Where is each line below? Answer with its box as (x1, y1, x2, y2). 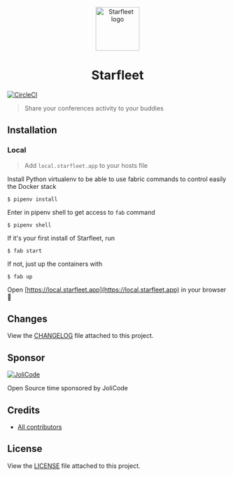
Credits (7, 404, 41, 416)
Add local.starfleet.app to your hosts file (24, 161, 148, 169)
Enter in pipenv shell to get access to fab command (7, 208, 155, 216)
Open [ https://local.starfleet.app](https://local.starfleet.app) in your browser (7, 285, 227, 294)
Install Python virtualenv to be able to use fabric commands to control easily (7, 175, 227, 183)
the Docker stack (7, 182, 57, 190)
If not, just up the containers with (7, 259, 103, 268)
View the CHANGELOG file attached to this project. (7, 332, 154, 340)
